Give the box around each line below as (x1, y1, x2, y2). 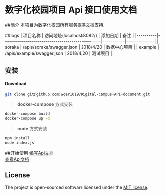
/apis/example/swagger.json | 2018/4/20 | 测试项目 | (5, 50, 112, 56)
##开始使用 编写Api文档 (5, 150, 54, 156)
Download (5, 80, 27, 86)
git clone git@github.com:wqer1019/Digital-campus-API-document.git (5, 92, 150, 97)
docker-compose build (5, 111, 50, 116)
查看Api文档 (5, 156, 30, 162)
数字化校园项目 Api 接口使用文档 (5, 4, 137, 16)
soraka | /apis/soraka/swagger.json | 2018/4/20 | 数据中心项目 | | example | (5, 44, 159, 50)
